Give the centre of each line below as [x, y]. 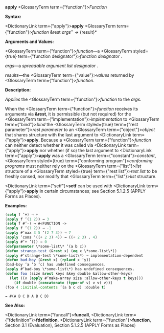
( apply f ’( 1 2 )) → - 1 [28, 228]
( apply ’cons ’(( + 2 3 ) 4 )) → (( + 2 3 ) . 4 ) [51, 237]
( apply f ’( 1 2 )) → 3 [27, 219]
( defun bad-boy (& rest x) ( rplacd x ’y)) [48, 260]
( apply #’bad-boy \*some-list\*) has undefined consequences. [70, 269]
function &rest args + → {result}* [64, 32]
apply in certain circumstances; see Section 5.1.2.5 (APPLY [86, 191]
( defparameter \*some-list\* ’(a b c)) [46, 246]
